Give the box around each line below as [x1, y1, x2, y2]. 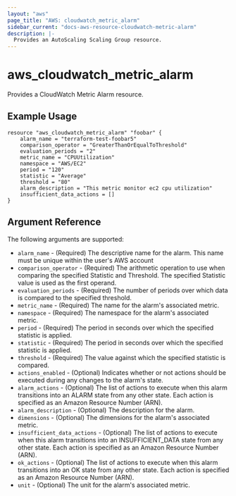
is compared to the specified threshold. [17, 293, 132, 302]
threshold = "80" [20, 178, 71, 185]
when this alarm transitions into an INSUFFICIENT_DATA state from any [17, 435, 224, 444]
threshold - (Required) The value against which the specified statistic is [17, 353, 226, 361]
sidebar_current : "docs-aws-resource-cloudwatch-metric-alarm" [7, 23, 197, 30]
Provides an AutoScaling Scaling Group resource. [13, 37, 162, 44]
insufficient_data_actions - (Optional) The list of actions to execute [17, 428, 218, 437]
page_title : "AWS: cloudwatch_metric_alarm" [7, 17, 140, 24]
